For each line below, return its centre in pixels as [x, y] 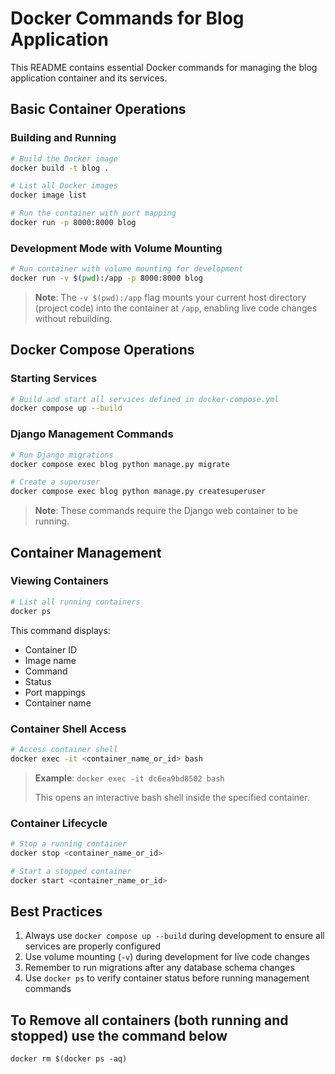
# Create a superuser [55, 482]
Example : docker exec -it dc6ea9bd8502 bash [129, 778]
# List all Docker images [64, 186]
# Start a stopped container [71, 871]
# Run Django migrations [62, 455]
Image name [50, 660]
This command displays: [60, 630]
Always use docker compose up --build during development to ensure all [174, 936]
